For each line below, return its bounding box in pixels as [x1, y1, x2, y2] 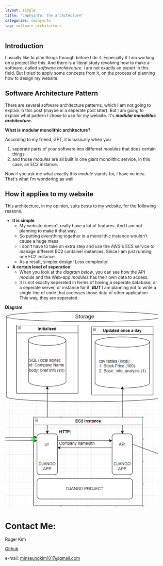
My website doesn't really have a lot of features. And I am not [19, 222, 142, 228]
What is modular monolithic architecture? [5, 127, 91, 133]
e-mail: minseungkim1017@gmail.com [5, 555, 80, 561]
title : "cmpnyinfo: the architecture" [5, 13, 83, 18]
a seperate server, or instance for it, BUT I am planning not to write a [19, 284, 157, 290]
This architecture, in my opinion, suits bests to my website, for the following [5, 203, 156, 209]
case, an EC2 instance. [12, 161, 58, 167]
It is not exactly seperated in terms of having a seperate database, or [19, 279, 157, 285]
